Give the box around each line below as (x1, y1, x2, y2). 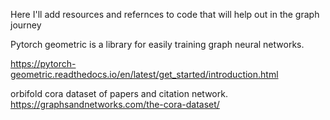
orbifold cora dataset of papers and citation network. (10, 88, 228, 99)
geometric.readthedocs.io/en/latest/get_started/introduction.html (10, 69, 279, 80)
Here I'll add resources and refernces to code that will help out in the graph (10, 9, 320, 20)
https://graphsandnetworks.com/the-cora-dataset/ (10, 99, 220, 110)
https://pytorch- (10, 58, 77, 69)
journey (10, 19, 42, 31)
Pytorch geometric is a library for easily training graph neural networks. (10, 39, 305, 50)
